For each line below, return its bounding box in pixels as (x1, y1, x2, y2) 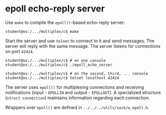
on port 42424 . (5, 48, 34, 54)
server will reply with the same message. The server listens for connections (5, 43, 161, 49)
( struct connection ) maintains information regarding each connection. (5, 95, 150, 101)
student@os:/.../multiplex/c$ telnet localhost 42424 (5, 75, 120, 80)
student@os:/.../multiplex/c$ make (5, 29, 79, 34)
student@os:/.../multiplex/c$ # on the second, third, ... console (5, 71, 149, 76)
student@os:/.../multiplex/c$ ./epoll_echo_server (5, 62, 113, 67)
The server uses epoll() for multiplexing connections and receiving (5, 84, 145, 90)
